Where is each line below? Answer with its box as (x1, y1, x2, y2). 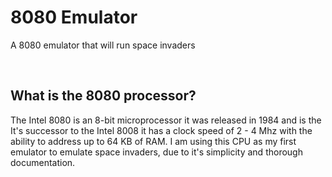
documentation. (10, 156, 76, 168)
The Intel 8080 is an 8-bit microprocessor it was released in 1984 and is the (10, 114, 322, 126)
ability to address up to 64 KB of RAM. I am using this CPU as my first (10, 135, 297, 147)
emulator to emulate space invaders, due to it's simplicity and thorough (10, 146, 303, 158)
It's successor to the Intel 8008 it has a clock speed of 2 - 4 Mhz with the (10, 124, 313, 136)
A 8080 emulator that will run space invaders (10, 39, 196, 51)
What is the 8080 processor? (10, 87, 197, 105)
